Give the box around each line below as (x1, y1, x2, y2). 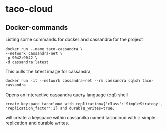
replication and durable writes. (5, 120, 70, 126)
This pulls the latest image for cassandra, (5, 69, 92, 74)
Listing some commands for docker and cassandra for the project (5, 36, 143, 42)
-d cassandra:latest (5, 60, 49, 65)
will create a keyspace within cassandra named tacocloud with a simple (5, 115, 156, 120)
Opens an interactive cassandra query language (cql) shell (5, 92, 128, 98)
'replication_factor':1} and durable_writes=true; (5, 106, 115, 111)
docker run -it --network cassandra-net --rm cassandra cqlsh (5, 78, 140, 83)
